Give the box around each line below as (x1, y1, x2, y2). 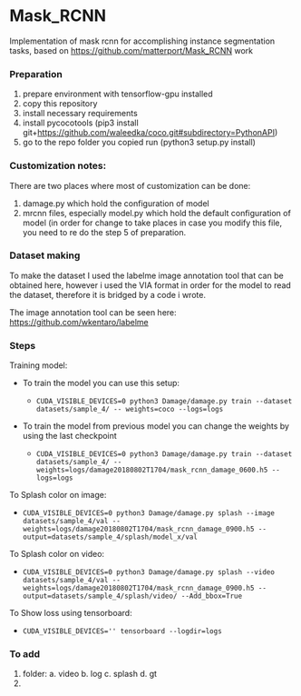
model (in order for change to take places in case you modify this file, (22, 217, 283, 228)
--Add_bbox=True (180, 592, 243, 601)
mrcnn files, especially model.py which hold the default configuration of (22, 207, 292, 218)
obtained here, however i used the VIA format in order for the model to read (9, 279, 292, 291)
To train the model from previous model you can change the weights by (22, 421, 290, 432)
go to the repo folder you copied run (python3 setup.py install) (22, 137, 257, 148)
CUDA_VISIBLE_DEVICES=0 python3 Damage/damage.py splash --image (22, 509, 275, 518)
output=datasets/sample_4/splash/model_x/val (22, 532, 198, 542)
